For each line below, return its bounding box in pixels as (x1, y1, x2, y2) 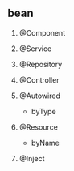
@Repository (18, 59, 63, 69)
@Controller (18, 75, 60, 84)
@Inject (18, 153, 45, 163)
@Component (18, 28, 66, 37)
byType (31, 106, 57, 116)
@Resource (18, 122, 58, 132)
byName (31, 138, 60, 147)
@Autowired (18, 91, 61, 100)
